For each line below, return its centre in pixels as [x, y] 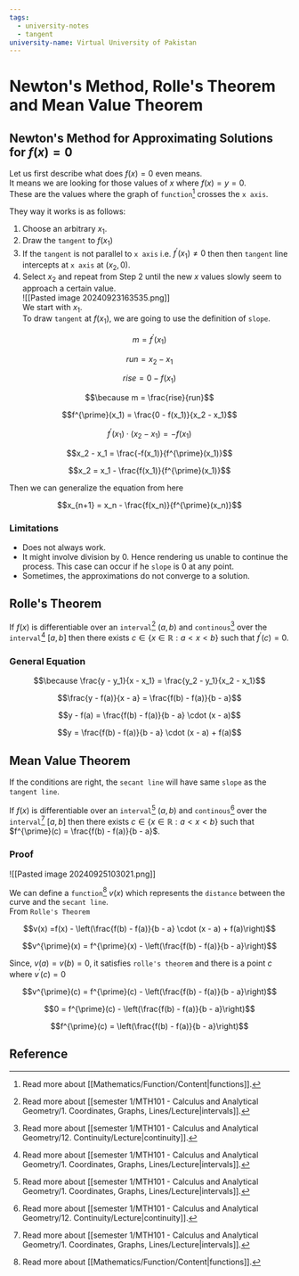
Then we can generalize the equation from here [97, 488]
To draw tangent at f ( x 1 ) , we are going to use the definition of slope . [146, 320]
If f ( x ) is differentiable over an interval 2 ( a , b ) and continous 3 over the [138, 626]
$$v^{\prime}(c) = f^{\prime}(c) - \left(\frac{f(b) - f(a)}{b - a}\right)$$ [149, 992]
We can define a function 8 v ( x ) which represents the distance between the [147, 892]
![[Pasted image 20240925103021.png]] [82, 874]
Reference [39, 1054]
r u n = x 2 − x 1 [149, 360]
